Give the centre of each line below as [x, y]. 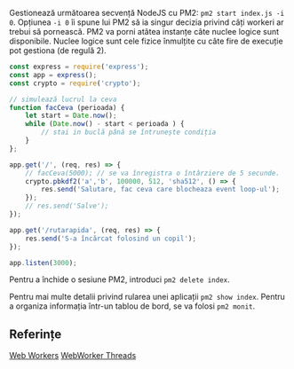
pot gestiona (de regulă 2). [58, 51]
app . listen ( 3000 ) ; [43, 263]
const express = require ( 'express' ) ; [79, 67]
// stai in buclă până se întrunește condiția [129, 132]
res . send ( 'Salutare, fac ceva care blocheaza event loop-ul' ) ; [160, 190]
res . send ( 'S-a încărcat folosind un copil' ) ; [111, 239]
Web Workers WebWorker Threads [73, 356]
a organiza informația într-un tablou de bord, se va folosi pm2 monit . [132, 306]
